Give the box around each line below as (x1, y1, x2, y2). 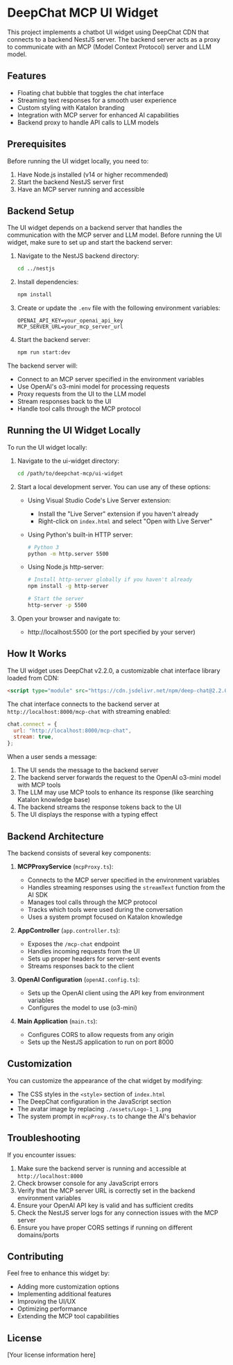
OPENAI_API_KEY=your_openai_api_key (17, 318, 123, 325)
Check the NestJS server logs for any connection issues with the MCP (17, 1208, 218, 1217)
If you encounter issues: (7, 1150, 76, 1159)
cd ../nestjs (17, 265, 55, 272)
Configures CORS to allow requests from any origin (27, 1030, 174, 1038)
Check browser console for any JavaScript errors (17, 1179, 159, 1187)
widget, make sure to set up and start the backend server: (7, 238, 173, 247)
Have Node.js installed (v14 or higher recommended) (17, 170, 169, 179)
